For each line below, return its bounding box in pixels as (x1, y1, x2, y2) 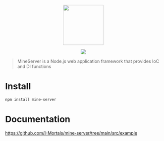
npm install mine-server (5, 97, 56, 102)
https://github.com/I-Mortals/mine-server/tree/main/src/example (5, 130, 138, 136)
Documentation (5, 114, 71, 125)
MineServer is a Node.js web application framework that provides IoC (17, 58, 160, 64)
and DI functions (17, 64, 51, 69)
